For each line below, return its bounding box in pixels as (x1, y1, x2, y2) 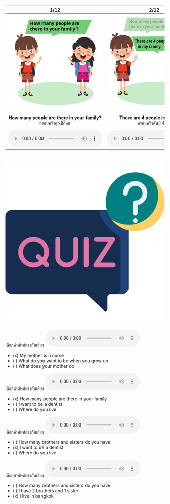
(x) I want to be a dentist (12, 444, 64, 450)
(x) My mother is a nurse (12, 352, 64, 358)
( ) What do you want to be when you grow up (12, 358, 109, 364)
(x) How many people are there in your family (12, 396, 107, 402)
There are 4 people (119, 114, 161, 121)
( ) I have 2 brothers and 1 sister (12, 487, 79, 494)
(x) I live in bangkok (12, 493, 54, 499)
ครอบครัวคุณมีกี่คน (39, 120, 71, 126)
